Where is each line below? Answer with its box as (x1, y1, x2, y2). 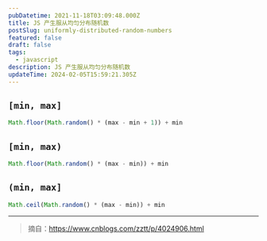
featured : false (8, 33, 62, 42)
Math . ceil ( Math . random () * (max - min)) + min (8, 201, 165, 208)
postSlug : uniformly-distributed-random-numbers (8, 26, 172, 34)
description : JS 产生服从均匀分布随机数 (8, 63, 131, 71)
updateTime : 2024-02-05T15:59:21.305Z (8, 71, 137, 78)
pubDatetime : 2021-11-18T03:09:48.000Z (8, 11, 141, 20)
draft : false (8, 41, 52, 49)
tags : (8, 48, 26, 56)
